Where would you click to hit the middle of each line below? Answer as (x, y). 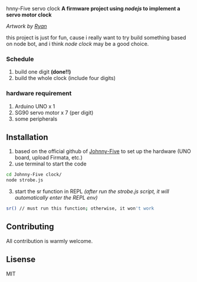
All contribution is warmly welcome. (50, 241)
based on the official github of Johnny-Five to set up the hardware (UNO (103, 151)
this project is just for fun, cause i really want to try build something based (96, 37)
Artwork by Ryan (27, 26)
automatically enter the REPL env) (56, 198)
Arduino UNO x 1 (35, 106)
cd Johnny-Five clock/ (34, 175)
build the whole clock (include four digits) (65, 78)
